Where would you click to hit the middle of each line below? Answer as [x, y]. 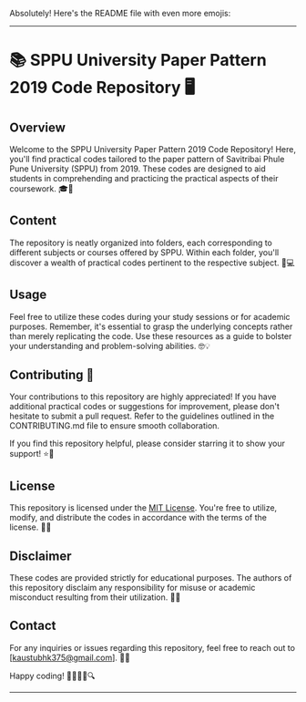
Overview [38, 127]
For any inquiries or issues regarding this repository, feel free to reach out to [153, 647]
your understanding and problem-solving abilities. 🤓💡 [110, 346]
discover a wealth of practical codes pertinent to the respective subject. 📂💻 [152, 263]
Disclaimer [41, 556]
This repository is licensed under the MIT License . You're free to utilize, [143, 508]
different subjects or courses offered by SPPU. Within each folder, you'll [144, 252]
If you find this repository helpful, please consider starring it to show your [147, 444]
